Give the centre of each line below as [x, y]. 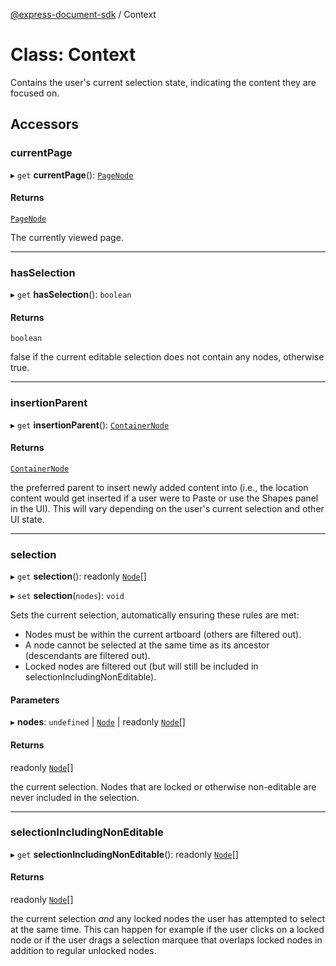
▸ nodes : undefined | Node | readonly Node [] [98, 722]
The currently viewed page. [67, 237]
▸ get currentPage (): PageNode [72, 175]
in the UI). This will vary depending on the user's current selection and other [167, 508]
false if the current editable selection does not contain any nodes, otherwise [167, 357]
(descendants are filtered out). [87, 656]
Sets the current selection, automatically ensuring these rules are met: [155, 615]
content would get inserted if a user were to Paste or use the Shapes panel [164, 498]
